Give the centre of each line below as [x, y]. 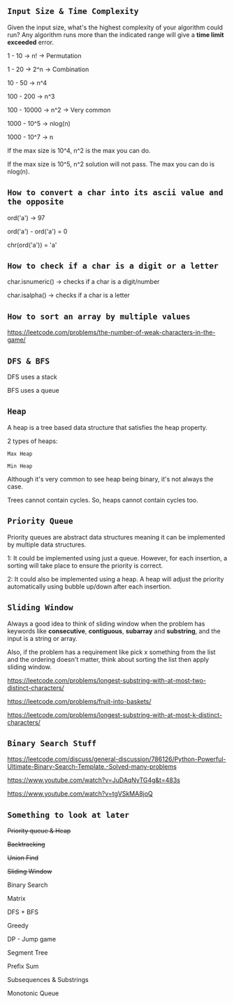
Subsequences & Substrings [48, 980]
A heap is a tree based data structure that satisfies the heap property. [108, 427]
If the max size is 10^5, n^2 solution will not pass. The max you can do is [111, 164]
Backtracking [26, 844]
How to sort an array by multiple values [99, 316]
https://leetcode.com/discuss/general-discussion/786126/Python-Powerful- [117, 759]
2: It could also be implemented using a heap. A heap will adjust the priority [116, 579]
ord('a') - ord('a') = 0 [37, 231]
